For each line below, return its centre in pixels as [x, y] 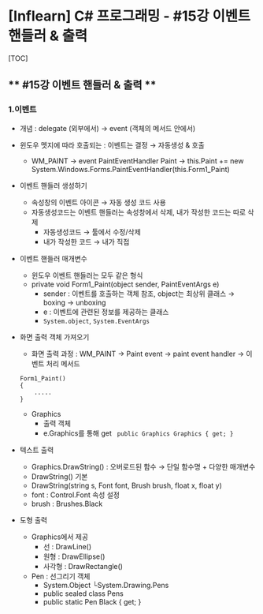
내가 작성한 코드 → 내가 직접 [86, 241]
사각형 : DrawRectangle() [83, 566]
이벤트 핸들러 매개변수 [54, 258]
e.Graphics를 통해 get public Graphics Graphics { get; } [138, 433]
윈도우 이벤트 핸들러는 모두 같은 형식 [87, 275]
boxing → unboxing [74, 302]
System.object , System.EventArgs [96, 320]
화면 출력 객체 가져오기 [54, 337]
